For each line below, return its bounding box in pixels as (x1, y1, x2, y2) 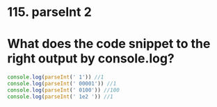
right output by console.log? (7, 51, 175, 67)
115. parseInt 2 (7, 4, 92, 20)
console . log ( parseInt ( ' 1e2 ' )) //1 (7, 93, 113, 100)
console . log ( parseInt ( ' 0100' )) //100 (7, 86, 120, 94)
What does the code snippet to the (7, 36, 211, 52)
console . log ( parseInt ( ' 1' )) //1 (7, 74, 104, 81)
